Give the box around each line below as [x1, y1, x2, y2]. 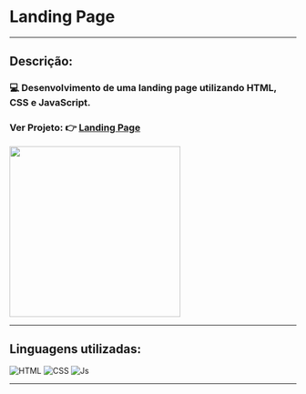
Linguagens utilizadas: [9, 341, 142, 357]
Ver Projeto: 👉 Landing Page [9, 121, 141, 134]
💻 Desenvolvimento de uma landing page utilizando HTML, [9, 82, 277, 95]
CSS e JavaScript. [9, 96, 91, 109]
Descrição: [9, 54, 73, 69]
